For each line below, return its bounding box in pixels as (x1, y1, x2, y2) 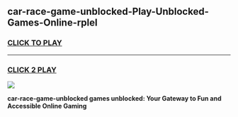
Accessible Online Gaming (7, 101, 87, 110)
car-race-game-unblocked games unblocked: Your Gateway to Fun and (7, 94, 222, 102)
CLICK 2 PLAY (7, 65, 57, 74)
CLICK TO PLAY (7, 38, 62, 48)
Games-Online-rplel (7, 17, 98, 29)
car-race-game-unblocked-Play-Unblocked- (7, 6, 209, 18)
